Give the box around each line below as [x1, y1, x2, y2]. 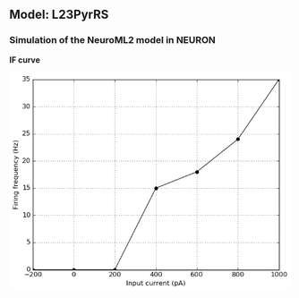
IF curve [9, 54, 40, 65]
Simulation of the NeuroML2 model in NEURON [9, 34, 217, 47]
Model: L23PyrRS [9, 7, 109, 22]
